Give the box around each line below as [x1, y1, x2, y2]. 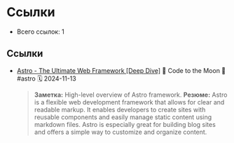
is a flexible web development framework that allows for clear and [34, 97, 225, 106]
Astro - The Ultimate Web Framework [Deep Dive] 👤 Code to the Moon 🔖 [16, 66, 226, 74]
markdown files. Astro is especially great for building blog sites [34, 120, 216, 128]
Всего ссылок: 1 [16, 27, 64, 36]
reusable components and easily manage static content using [34, 113, 212, 121]
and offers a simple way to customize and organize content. [34, 128, 207, 136]
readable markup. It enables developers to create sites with [34, 105, 206, 114]
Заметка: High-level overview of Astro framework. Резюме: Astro [34, 90, 228, 99]
